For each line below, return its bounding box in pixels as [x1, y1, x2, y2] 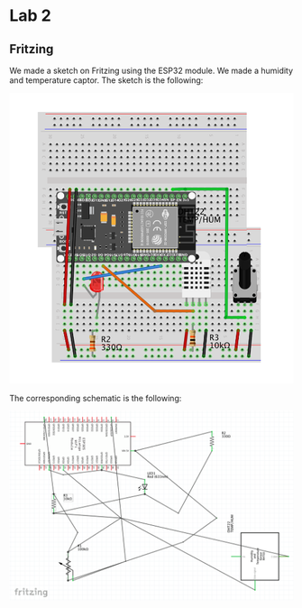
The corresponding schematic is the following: [9, 393, 182, 404]
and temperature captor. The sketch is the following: [9, 75, 204, 86]
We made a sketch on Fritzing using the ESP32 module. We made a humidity [9, 65, 294, 76]
